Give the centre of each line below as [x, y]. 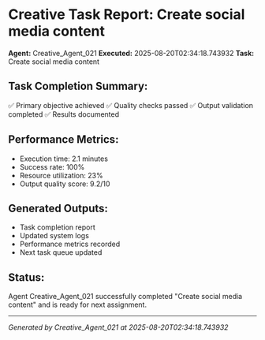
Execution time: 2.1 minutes [64, 159]
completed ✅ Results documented [64, 114]
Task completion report [58, 227]
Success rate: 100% [52, 166]
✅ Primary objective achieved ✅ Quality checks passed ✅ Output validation [131, 105]
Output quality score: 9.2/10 [65, 184]
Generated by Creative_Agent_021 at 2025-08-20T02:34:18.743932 [118, 327]
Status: [26, 277]
